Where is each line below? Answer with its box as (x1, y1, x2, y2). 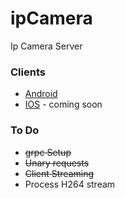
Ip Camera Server (10, 40, 83, 52)
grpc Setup (24, 146, 72, 158)
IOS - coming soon (24, 98, 103, 111)
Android (24, 88, 58, 100)
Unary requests (24, 157, 90, 169)
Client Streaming (24, 167, 95, 179)
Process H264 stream (24, 178, 116, 190)
